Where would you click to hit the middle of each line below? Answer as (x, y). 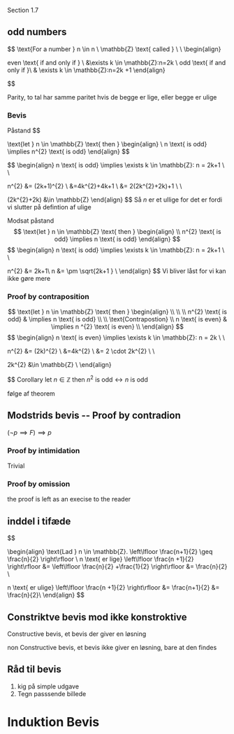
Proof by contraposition (48, 297)
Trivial (16, 466)
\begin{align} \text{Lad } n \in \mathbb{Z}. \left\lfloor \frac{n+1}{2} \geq (110, 552)
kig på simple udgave (48, 686)
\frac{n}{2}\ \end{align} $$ (46, 595)
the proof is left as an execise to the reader (69, 499)
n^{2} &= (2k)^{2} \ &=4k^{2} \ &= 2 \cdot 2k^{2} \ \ (81, 351)
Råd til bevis (34, 669)
